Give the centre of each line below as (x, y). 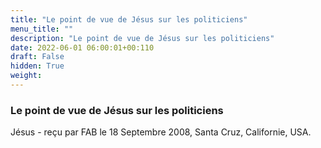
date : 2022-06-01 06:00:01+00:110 (82, 47)
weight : (26, 76)
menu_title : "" (42, 29)
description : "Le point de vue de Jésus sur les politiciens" (142, 38)
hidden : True (37, 66)
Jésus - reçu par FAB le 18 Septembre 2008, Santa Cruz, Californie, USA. (161, 132)
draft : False (37, 57)
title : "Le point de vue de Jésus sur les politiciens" (129, 19)
